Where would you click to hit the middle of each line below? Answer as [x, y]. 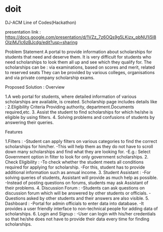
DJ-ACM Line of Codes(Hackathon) [41, 22]
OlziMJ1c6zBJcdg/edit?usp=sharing [41, 42]
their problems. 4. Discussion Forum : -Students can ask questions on [75, 188]
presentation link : [23, 32]
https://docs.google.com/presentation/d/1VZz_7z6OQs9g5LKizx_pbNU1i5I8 [81, 37]
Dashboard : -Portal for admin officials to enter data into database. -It [74, 203]
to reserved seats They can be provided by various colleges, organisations [80, 72]
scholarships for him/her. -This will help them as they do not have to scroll [79, 146]
